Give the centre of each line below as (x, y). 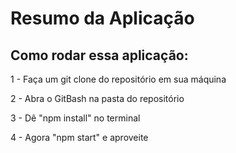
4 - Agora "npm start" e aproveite (79, 137)
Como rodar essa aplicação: (99, 55)
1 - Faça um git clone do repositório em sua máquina (118, 79)
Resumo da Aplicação (102, 18)
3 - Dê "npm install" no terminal (75, 118)
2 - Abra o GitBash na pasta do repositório (97, 98)
